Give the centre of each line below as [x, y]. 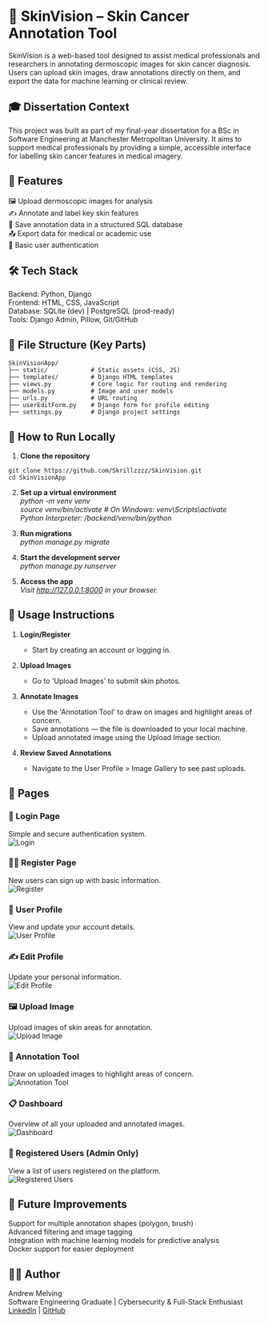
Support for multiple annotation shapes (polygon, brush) [101, 1224]
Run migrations [46, 534]
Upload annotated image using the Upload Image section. [127, 737]
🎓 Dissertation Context [69, 107]
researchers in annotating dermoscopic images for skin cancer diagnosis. [130, 64]
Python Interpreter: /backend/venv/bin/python [96, 518]
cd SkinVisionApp [37, 478]
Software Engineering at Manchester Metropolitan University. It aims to [125, 138]
